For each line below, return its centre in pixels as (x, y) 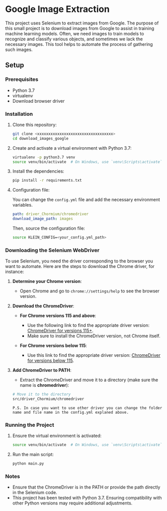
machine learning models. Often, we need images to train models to (75, 33)
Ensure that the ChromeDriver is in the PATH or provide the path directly (86, 487)
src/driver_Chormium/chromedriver (48, 399)
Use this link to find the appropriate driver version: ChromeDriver (94, 355)
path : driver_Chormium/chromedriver (50, 214)
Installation (19, 114)
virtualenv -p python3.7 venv (44, 157)
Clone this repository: (34, 125)
